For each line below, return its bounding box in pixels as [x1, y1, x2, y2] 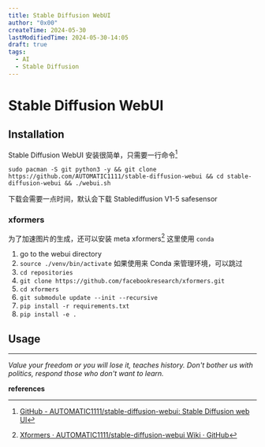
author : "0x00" [8, 19, 58, 27]
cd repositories [19, 269, 73, 277]
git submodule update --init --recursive [19, 294, 158, 302]
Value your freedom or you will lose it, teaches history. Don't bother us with [8, 360, 254, 370]
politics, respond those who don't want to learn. [8, 369, 164, 379]
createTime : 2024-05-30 [8, 26, 87, 34]
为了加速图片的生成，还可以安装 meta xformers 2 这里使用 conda [8, 232, 215, 243]
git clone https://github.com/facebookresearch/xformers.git [19, 277, 226, 286]
